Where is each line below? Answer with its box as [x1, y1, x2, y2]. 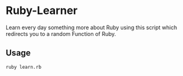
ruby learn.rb [5, 64, 42, 70]
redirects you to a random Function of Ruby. [5, 30, 117, 37]
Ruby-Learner [5, 4, 77, 18]
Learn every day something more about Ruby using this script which [5, 24, 178, 31]
